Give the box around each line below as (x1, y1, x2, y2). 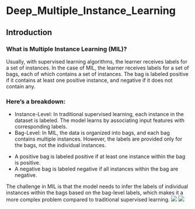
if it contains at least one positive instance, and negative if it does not (6, 76, 173, 83)
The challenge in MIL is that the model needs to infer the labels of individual (6, 183, 189, 190)
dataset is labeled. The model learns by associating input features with (14, 117, 185, 124)
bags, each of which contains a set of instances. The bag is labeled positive (6, 70, 189, 77)
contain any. (6, 83, 36, 90)
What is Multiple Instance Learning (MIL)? (6, 45, 127, 53)
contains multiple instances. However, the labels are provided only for (14, 135, 183, 142)
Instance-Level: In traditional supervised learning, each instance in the (14, 111, 184, 118)
